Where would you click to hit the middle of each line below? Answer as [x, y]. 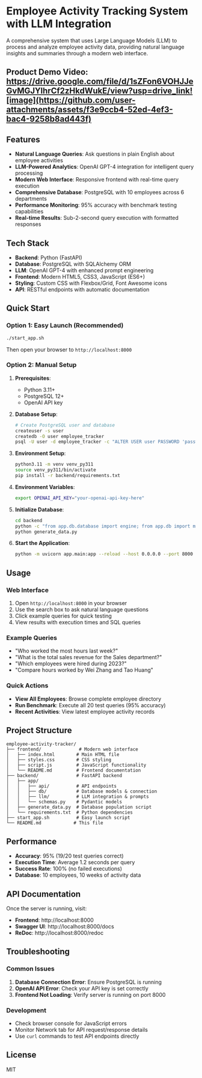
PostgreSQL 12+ [44, 396]
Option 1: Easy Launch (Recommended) [65, 326]
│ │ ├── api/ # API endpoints [62, 786]
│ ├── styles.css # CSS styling [59, 760]
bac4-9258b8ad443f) [49, 119]
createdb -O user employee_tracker [60, 436]
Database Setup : [36, 414]
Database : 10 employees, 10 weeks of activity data [78, 875]
